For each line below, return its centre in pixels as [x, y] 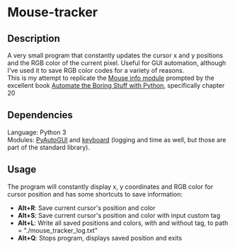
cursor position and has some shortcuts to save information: [95, 194]
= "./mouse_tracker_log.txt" [57, 230]
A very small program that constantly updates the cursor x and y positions [115, 55]
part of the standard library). [49, 147]
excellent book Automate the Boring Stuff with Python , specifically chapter [116, 85]
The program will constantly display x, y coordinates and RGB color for [110, 186]
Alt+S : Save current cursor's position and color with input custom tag [119, 215]
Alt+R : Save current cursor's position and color [86, 208]
